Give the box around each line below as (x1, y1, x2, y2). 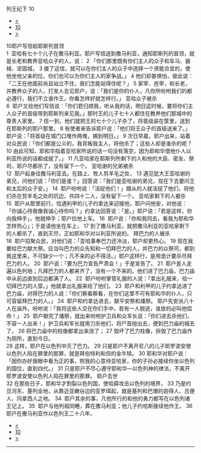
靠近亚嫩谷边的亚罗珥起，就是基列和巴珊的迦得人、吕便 (58, 388, 195, 394)
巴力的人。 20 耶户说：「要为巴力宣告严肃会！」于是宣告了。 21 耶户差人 (6, 260, 187, 267)
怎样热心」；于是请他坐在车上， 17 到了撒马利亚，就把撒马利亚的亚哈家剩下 (6, 223, 190, 229)
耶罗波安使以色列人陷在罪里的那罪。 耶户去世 (6, 373, 118, 379)
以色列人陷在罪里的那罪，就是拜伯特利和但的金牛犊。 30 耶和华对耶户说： (6, 350, 189, 357)
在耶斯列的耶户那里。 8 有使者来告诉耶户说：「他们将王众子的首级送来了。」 (6, 125, 191, 132)
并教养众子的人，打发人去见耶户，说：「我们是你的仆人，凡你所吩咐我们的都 (6, 88, 193, 94)
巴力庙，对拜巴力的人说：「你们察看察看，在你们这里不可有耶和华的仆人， (6, 290, 187, 297)
